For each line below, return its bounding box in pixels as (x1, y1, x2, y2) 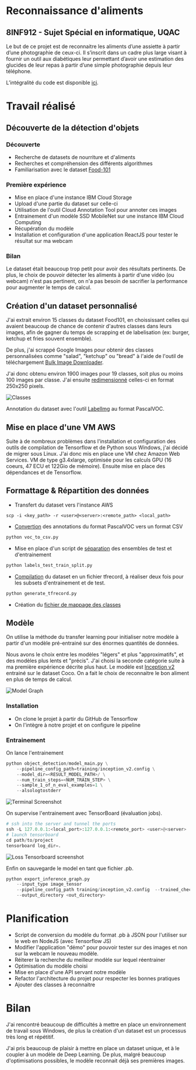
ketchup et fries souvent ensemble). (6, 335, 93, 342)
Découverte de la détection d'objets (6, 123, 139, 133)
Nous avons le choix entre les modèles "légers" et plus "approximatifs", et (6, 651, 184, 658)
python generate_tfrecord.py (6, 590, 77, 596)
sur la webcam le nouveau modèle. (14, 950, 99, 957)
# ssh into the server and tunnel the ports (6, 821, 116, 827)
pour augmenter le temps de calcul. (6, 284, 92, 291)
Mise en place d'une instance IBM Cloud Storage (14, 194, 132, 201)
